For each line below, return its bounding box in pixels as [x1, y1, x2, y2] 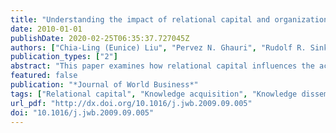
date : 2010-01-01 [10, 24, 83, 34]
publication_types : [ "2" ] [10, 52, 118, 62]
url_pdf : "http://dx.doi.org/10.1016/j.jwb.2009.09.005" [10, 98, 253, 108]
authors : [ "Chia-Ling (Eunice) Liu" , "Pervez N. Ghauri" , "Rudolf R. [10, 42, 307, 53]
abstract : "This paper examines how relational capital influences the [10, 61, 315, 71]
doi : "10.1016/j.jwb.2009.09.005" [10, 107, 155, 118]
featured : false [10, 71, 78, 81]
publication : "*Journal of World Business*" [10, 80, 199, 90]
